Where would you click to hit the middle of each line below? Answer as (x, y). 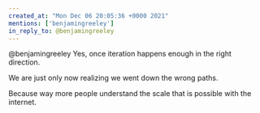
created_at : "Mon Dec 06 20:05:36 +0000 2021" (89, 16)
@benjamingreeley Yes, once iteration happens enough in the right (120, 54)
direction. (24, 62)
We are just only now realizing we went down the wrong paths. (113, 78)
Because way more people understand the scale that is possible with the (130, 94)
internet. (22, 103)
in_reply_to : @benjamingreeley (61, 31)
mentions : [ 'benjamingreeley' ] (61, 23)
